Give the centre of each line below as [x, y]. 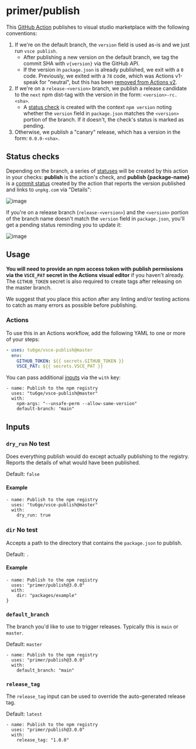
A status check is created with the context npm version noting [97, 107]
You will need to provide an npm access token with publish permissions [94, 269]
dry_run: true [34, 515]
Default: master [24, 645]
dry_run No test [28, 443]
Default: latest [24, 714]
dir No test [22, 530]
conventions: [22, 33]
